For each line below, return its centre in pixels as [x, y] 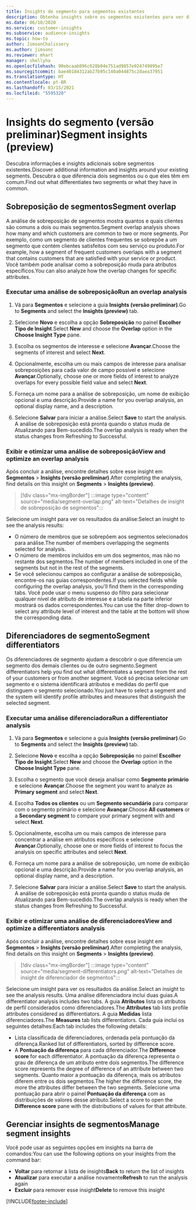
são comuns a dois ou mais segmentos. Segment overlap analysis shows [93, 227]
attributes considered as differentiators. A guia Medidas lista [79, 1014]
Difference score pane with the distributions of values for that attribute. [101, 1106]
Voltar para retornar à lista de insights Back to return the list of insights [99, 1171]
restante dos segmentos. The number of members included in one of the [101, 562]
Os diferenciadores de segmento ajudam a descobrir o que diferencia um [94, 659]
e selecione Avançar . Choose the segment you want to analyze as [93, 786]
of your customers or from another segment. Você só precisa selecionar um [97, 678]
